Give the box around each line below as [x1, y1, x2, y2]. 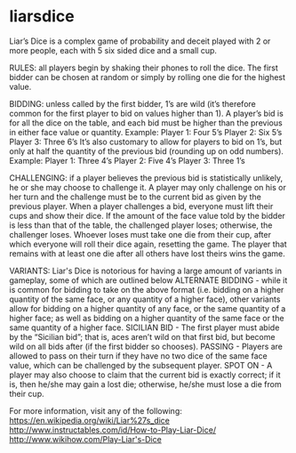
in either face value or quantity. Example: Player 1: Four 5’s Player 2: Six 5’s [9, 126, 283, 137]
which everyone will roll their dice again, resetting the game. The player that [9, 239, 287, 249]
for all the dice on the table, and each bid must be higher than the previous [9, 117, 283, 128]
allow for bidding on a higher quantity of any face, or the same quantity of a [9, 303, 286, 313]
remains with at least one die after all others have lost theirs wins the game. [9, 247, 286, 259]
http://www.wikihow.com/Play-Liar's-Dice [9, 433, 162, 444]
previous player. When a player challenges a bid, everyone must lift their [9, 200, 274, 211]
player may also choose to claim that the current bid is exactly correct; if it [9, 369, 282, 380]
